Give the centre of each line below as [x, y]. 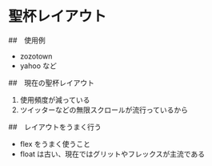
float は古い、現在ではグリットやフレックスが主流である [112, 154]
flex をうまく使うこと [55, 144]
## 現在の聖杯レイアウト [51, 83]
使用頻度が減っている [55, 99]
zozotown [36, 56]
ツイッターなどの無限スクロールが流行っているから [104, 110]
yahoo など [38, 66]
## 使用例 [27, 40]
